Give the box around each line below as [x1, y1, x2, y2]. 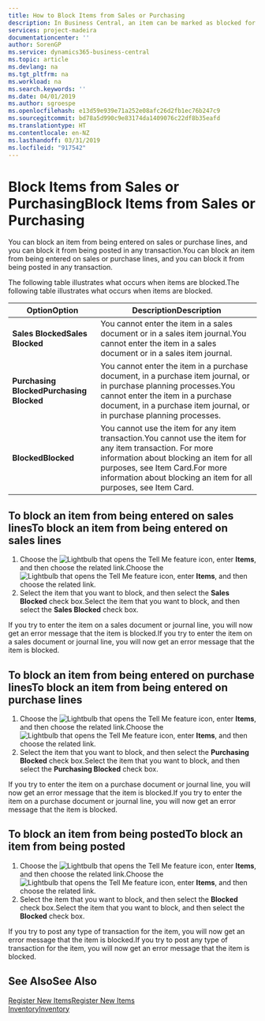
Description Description [132, 305, 222, 316]
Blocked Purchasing [12, 385, 88, 396]
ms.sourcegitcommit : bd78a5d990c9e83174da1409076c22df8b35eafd [8, 114, 221, 122]
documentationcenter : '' [8, 33, 90, 42]
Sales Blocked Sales [12, 328, 88, 340]
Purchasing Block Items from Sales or [8, 194, 256, 212]
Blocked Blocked [12, 452, 75, 464]
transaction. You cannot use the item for [100, 433, 247, 444]
